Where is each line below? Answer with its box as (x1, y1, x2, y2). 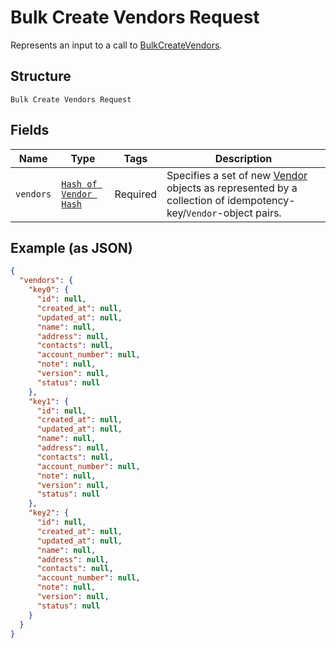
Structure (10, 68, 72, 85)
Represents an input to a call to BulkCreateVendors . (10, 39, 223, 51)
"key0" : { (28, 285, 70, 295)
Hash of (61, 178, 98, 190)
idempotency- (227, 193, 296, 207)
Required (114, 187, 158, 201)
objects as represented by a (166, 181, 298, 195)
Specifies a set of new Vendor (166, 168, 308, 182)
